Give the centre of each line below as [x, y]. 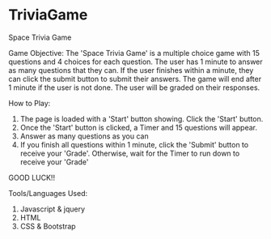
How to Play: [30, 103]
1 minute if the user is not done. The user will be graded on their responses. [134, 87]
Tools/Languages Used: [48, 193]
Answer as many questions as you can [84, 136]
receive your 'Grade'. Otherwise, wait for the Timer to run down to [130, 153]
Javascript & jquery [53, 209]
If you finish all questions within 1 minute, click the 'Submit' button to [134, 144]
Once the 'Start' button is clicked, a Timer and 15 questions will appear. [138, 127]
